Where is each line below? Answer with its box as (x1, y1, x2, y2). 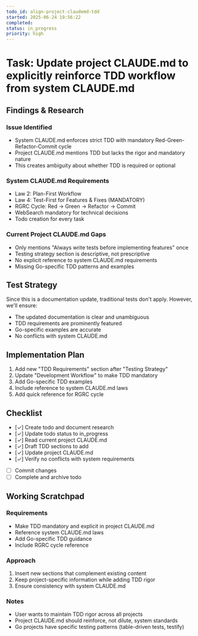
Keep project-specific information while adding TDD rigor (14, 576, 156, 583)
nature (14, 156, 31, 162)
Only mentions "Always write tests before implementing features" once (14, 244, 188, 251)
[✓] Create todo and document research (14, 424, 114, 431)
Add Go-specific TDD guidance (14, 535, 92, 542)
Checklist (6, 408, 43, 418)
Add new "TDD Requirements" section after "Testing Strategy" (14, 366, 168, 373)
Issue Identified (6, 123, 52, 131)
